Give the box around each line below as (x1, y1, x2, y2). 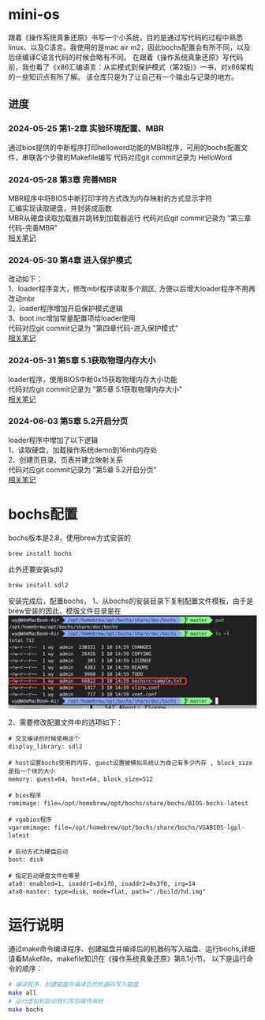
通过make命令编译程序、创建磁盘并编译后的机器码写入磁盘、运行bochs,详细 (8, 944, 256, 954)
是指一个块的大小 (8, 767, 56, 775)
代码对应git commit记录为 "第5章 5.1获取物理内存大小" (8, 384, 183, 394)
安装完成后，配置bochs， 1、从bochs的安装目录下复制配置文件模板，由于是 (8, 596, 254, 606)
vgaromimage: (8, 823, 51, 832)
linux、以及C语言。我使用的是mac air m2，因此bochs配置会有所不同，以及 (8, 42, 251, 52)
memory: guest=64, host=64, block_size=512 (8, 775, 154, 783)
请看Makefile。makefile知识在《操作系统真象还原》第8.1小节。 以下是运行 (8, 954, 247, 964)
